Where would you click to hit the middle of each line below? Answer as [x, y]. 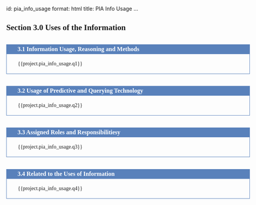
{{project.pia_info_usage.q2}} [50, 105]
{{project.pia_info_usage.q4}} [50, 188]
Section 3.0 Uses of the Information [66, 27]
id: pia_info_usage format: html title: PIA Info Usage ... [72, 9]
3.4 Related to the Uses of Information [66, 174]
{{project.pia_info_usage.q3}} [50, 147]
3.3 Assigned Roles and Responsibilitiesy [69, 132]
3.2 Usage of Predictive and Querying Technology [81, 91]
